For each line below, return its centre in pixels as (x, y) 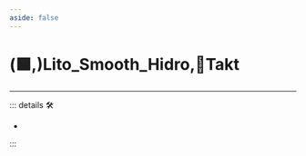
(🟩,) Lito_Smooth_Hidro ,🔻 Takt (124, 64)
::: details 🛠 (32, 104)
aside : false (34, 18)
